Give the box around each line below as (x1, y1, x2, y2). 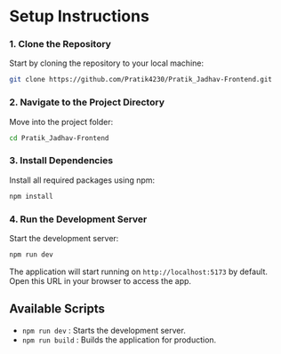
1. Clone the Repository (9, 38, 111, 51)
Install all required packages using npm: (9, 175, 156, 185)
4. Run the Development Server (9, 213, 148, 225)
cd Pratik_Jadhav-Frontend (9, 133, 109, 143)
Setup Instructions (9, 6, 149, 27)
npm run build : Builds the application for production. (21, 334, 217, 345)
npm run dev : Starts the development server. (21, 325, 187, 335)
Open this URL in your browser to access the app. (9, 275, 192, 286)
